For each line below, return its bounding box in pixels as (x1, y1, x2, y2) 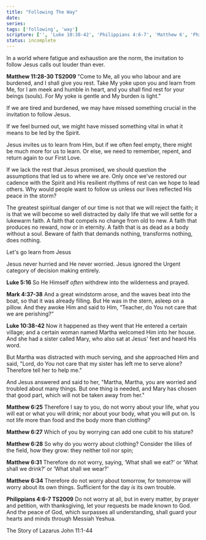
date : (6, 15, 20, 21)
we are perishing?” (6, 310, 54, 317)
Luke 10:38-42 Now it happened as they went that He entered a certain (6, 322, 188, 329)
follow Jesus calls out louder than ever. (6, 61, 105, 68)
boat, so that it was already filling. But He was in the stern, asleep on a (6, 297, 184, 304)
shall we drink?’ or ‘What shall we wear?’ (6, 465, 109, 472)
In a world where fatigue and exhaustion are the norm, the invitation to (6, 55, 184, 61)
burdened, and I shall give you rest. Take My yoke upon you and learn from (6, 79, 196, 87)
